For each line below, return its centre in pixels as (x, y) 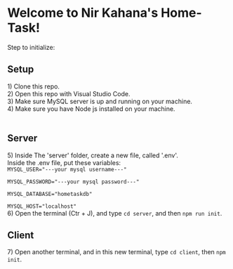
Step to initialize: (31, 47)
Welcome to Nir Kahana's (83, 13)
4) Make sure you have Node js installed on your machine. (91, 109)
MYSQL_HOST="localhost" (42, 206)
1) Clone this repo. (33, 86)
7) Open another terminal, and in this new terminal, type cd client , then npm (116, 252)
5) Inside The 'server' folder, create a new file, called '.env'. (93, 155)
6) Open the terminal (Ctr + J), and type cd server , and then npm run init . (115, 213)
